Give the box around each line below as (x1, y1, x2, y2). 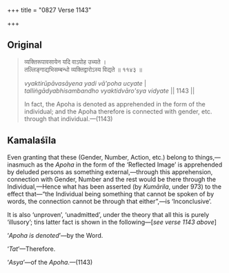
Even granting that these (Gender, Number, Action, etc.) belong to (7, 153, 195, 161)
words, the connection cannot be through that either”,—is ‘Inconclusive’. (7, 197, 212, 205)
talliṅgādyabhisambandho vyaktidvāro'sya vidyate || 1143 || (23, 86, 195, 95)
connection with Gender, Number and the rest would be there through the (7, 175, 217, 183)
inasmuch (7, 160, 35, 169)
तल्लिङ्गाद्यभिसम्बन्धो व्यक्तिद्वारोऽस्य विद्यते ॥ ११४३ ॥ (23, 65, 143, 73)
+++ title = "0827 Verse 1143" (7, 6, 92, 14)
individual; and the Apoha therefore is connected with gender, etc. (23, 107, 212, 115)
